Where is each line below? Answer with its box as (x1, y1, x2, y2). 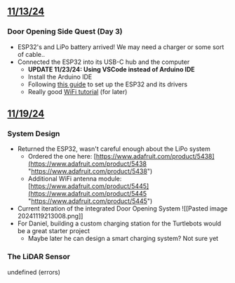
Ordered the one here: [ (27, 152, 97, 161)
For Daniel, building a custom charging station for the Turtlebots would (17, 219, 222, 228)
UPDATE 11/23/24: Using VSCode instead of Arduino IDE (27, 65, 195, 73)
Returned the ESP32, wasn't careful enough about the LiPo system (17, 145, 210, 153)
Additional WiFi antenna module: (27, 175, 122, 183)
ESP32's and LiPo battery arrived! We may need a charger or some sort (17, 42, 224, 51)
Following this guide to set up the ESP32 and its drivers (27, 80, 188, 88)
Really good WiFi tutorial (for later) (27, 87, 128, 96)
